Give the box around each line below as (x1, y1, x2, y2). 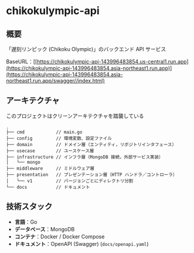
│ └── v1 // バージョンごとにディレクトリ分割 (6, 178, 134, 184)
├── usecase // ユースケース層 (6, 148, 94, 154)
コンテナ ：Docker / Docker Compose (14, 233, 105, 240)
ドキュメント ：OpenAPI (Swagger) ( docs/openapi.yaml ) (14, 240, 149, 247)
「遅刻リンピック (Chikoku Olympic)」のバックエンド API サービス (6, 46, 166, 52)
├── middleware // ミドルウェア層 (6, 166, 95, 171)
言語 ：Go (14, 218, 38, 225)
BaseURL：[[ (6, 58, 38, 65)
